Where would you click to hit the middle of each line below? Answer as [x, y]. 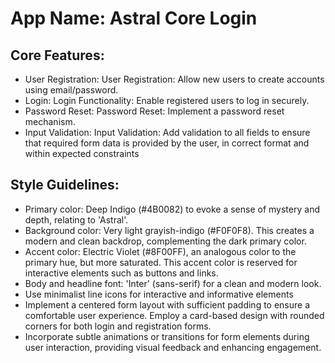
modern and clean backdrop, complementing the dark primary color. [165, 241]
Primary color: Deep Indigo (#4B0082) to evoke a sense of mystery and [172, 209]
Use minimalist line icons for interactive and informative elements [159, 294]
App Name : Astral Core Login [134, 18]
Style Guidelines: [65, 185]
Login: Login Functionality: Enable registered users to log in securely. [167, 100]
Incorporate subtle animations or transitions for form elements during [167, 336]
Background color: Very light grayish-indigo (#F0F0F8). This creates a [169, 230]
